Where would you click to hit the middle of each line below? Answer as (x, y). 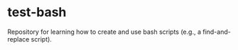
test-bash (37, 12)
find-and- (216, 32)
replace (18, 39)
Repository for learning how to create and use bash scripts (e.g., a (104, 32)
